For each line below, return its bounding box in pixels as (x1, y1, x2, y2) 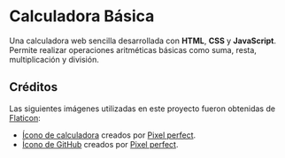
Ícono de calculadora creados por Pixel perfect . (21, 130, 196, 140)
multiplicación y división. (9, 54, 99, 64)
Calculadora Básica (9, 6, 155, 26)
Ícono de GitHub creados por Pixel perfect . (21, 139, 179, 149)
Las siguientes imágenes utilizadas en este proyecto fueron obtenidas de (9, 103, 276, 114)
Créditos (9, 79, 58, 94)
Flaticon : (9, 112, 42, 123)
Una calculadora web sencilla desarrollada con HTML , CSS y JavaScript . (9, 35, 277, 46)
